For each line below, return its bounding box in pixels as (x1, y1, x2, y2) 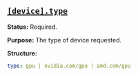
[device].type (7, 6, 68, 16)
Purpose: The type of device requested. (7, 36, 122, 44)
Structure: (7, 49, 38, 58)
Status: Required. (7, 23, 57, 31)
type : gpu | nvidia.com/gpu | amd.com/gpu (7, 62, 131, 69)
